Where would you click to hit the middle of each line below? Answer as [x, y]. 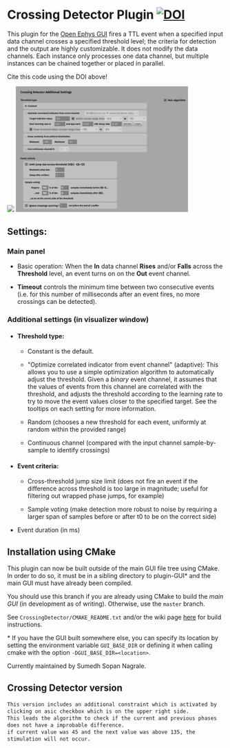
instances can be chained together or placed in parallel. [86, 63]
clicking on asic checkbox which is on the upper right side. [98, 711]
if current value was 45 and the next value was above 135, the [101, 732]
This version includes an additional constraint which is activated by [112, 704]
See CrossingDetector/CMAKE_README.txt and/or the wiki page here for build [114, 617]
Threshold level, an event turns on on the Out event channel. [104, 274]
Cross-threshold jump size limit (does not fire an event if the [113, 481]
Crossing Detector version [65, 688]
